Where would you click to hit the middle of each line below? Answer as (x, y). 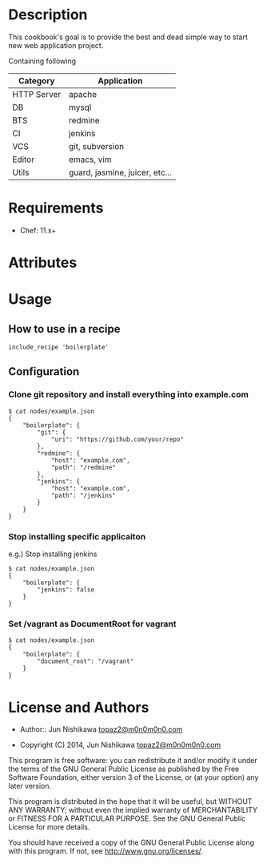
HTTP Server (37, 94)
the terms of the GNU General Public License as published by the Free (124, 769)
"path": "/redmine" (83, 467)
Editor (23, 159)
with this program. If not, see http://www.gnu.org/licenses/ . (106, 851)
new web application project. (56, 45)
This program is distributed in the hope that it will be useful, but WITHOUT (130, 801)
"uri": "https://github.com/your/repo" (117, 439)
